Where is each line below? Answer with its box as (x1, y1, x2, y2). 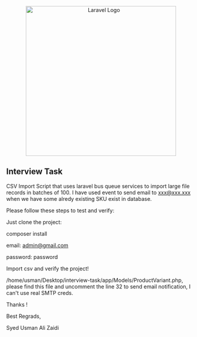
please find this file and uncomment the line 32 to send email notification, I (6, 282, 191, 290)
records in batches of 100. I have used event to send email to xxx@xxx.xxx (6, 189, 191, 196)
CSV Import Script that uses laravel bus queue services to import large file (6, 182, 190, 189)
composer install (6, 230, 47, 237)
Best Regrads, (6, 312, 41, 320)
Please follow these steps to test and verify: (6, 207, 115, 214)
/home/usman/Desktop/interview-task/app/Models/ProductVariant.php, (6, 276, 183, 284)
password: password (6, 253, 58, 260)
